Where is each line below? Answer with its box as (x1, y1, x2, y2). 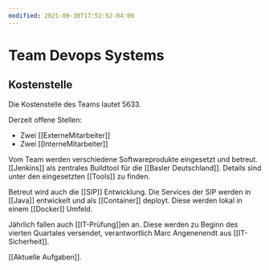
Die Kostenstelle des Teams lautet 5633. (8, 99, 142, 109)
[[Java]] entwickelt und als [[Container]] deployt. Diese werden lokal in (8, 195, 243, 205)
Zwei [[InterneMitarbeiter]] (19, 139, 108, 148)
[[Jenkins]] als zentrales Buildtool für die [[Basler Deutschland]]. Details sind (8, 163, 262, 172)
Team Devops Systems (8, 46, 165, 64)
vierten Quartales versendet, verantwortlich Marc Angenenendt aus (8, 228, 232, 237)
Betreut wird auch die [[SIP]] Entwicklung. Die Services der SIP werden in (8, 187, 251, 196)
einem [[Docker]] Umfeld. (8, 204, 93, 213)
